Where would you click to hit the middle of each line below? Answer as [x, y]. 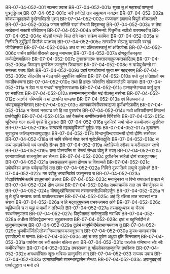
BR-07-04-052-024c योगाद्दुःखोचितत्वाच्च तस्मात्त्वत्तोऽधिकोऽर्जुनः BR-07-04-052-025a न [85, 191]
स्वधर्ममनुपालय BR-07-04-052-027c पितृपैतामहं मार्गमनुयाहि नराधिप [63, 214]
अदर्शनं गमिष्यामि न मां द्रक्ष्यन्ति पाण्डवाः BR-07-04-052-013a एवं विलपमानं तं [80, 99]
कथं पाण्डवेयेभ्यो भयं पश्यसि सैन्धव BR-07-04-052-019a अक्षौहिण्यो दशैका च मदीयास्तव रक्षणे [82, 145]
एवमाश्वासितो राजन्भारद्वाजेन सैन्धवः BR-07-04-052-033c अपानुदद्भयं [102, 259]
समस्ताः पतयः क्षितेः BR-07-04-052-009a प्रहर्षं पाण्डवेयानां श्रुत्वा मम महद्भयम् [70, 70]
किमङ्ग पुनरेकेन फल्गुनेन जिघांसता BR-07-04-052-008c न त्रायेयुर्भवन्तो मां [92, 65]
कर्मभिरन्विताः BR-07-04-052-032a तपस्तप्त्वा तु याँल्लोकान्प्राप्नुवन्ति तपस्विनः [70, 248]
